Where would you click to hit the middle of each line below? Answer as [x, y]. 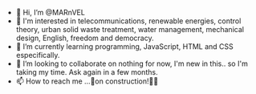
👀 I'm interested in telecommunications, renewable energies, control [128, 21]
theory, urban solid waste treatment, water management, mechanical [130, 29]
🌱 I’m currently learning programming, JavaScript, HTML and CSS [125, 47]
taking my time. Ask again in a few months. [87, 72]
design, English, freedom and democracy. [85, 38]
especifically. [38, 55]
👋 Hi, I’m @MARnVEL [51, 12]
